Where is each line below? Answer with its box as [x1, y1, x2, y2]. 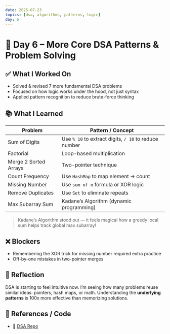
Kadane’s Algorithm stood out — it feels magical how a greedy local [17, 217, 158, 223]
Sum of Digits [8, 139, 40, 146]
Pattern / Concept [90, 127, 134, 134]
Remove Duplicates [8, 189, 54, 196]
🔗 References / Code [5, 310, 71, 318]
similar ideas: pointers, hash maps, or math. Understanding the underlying [5, 289, 161, 295]
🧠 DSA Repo [12, 323, 38, 329]
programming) [61, 204, 96, 211]
